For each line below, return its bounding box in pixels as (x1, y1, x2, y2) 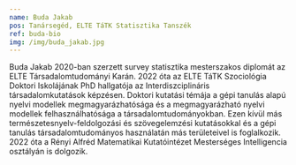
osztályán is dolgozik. (9, 146, 88, 157)
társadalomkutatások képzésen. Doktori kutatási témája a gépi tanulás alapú (9, 90, 286, 101)
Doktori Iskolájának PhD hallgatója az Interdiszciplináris (9, 80, 210, 91)
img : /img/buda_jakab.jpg (9, 37, 104, 47)
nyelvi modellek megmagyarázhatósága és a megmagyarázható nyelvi (9, 99, 265, 110)
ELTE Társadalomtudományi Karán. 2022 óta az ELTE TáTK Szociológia (9, 71, 267, 82)
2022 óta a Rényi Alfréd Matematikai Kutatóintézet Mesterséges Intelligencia (9, 137, 287, 147)
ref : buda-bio (9, 29, 62, 38)
